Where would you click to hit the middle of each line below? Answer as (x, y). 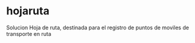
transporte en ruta (29, 33)
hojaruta (28, 11)
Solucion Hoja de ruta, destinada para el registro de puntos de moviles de (97, 27)
